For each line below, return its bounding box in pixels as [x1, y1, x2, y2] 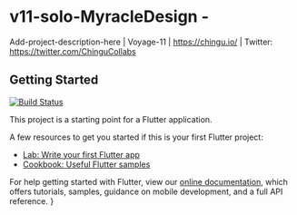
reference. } [9, 195, 54, 206]
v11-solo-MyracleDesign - [9, 6, 210, 27]
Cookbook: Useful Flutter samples [22, 159, 151, 170]
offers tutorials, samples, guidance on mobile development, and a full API [9, 186, 283, 197]
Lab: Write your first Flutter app [22, 149, 141, 160]
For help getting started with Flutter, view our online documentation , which [9, 176, 289, 187]
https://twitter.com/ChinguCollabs [9, 45, 136, 56]
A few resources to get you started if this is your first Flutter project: [9, 132, 263, 142]
